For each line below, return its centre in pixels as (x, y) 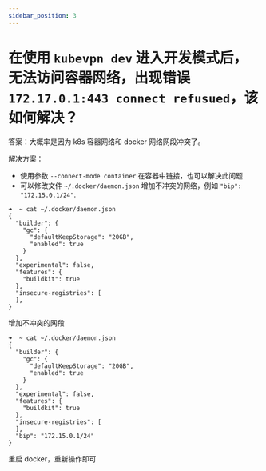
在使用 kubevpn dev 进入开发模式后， (128, 58)
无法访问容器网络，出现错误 (99, 78)
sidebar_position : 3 (43, 16)
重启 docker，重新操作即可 (52, 459)
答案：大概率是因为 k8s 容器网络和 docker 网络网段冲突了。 (107, 142)
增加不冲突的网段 (36, 323)
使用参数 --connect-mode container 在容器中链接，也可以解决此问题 (131, 175)
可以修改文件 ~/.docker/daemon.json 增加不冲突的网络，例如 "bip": (131, 186)
